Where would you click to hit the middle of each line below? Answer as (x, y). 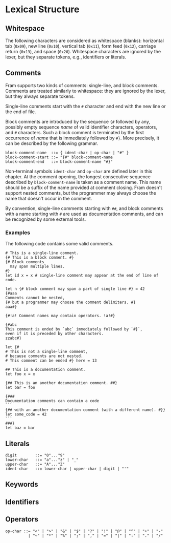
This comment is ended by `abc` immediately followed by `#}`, (74, 329)
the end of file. (21, 112)
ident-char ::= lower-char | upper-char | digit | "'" (67, 469)
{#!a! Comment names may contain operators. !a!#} (60, 316)
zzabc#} (14, 338)
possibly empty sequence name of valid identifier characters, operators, (81, 127)
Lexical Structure (42, 9)
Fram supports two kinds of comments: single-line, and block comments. (82, 85)
